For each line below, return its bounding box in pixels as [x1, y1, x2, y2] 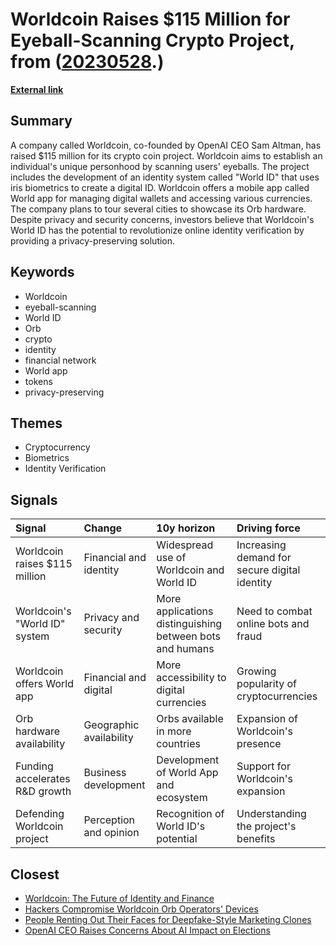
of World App [156, 766, 219, 780]
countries [156, 737, 202, 751]
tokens [24, 375, 53, 387]
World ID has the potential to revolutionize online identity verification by [10, 224, 305, 236]
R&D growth [15, 784, 72, 798]
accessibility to [156, 671, 227, 685]
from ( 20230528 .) [10, 51, 165, 73]
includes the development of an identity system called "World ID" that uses [10, 171, 320, 183]
